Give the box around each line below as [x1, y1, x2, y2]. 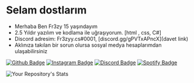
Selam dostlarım [6, 4, 87, 17]
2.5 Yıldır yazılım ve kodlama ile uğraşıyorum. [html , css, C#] [14, 29, 162, 36]
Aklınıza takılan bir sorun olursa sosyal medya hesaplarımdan [14, 41, 162, 49]
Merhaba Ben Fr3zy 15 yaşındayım [14, 23, 98, 30]
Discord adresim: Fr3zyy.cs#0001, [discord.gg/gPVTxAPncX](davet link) [14, 35, 189, 42]
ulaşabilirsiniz [14, 47, 48, 54]
